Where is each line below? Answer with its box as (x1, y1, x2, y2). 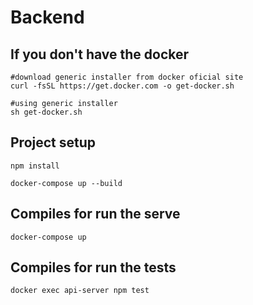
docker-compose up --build (10, 178, 123, 188)
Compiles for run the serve (10, 206, 181, 223)
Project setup (10, 134, 97, 151)
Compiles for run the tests (10, 259, 177, 276)
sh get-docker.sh (10, 107, 83, 117)
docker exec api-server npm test (10, 286, 150, 296)
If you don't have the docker (10, 46, 190, 63)
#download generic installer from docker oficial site (10, 72, 244, 82)
